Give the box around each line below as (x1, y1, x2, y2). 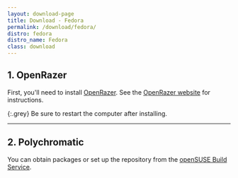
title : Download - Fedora (7, 17, 84, 24)
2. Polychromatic (7, 136, 84, 148)
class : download (7, 43, 55, 50)
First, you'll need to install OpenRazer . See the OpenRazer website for (7, 88, 211, 96)
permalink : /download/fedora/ (7, 23, 97, 30)
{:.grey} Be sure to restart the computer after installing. (7, 109, 168, 117)
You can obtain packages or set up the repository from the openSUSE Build (7, 155, 227, 163)
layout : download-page (7, 10, 74, 18)
